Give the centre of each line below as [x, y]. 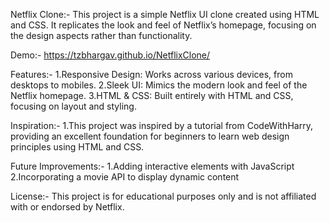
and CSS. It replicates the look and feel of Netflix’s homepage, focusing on [163, 25]
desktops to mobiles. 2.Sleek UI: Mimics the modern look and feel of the [159, 85]
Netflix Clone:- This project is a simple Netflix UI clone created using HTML [165, 14]
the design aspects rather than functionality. [101, 35]
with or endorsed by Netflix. [67, 207]
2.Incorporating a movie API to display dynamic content [125, 177]
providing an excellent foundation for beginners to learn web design [150, 136]
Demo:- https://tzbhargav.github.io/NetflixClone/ [110, 55]
